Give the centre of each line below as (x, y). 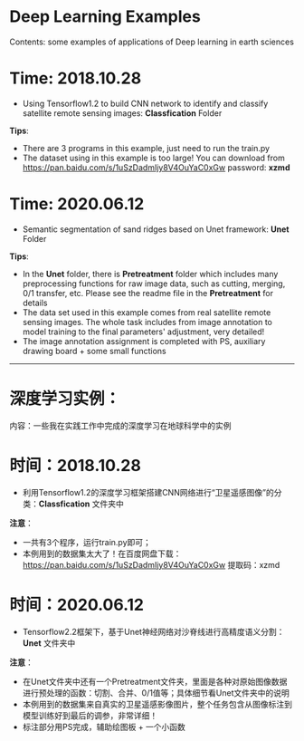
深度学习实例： (65, 399)
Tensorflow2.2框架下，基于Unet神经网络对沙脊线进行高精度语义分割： (153, 631)
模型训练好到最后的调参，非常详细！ (90, 715)
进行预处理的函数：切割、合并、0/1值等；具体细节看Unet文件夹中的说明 (156, 693)
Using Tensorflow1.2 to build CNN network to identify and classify (145, 103)
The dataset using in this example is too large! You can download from (153, 158)
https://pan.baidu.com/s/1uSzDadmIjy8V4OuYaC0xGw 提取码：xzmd (151, 564)
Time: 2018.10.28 (76, 78)
